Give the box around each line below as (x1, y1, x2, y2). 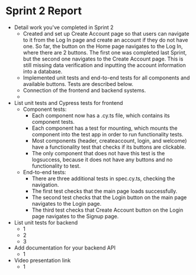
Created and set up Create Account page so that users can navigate (23, 30, 189, 37)
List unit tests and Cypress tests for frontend (14, 99, 123, 106)
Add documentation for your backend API (14, 244, 116, 251)
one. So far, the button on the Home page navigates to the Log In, (23, 43, 183, 50)
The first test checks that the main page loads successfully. (31, 187, 178, 194)
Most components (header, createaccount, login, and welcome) (31, 137, 187, 144)
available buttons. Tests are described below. (23, 80, 134, 87)
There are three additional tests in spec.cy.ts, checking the (31, 175, 175, 182)
